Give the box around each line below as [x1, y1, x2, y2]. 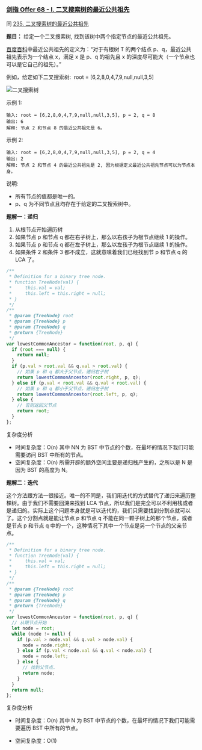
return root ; [17, 408, 50, 414]
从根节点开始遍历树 [14, 226, 63, 233]
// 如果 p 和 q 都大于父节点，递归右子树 [17, 369, 109, 375]
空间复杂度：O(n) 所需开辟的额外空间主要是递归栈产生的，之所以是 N [14, 459, 186, 466]
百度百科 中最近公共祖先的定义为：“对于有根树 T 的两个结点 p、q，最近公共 [6, 46, 192, 53]
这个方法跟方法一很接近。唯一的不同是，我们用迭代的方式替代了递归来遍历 [6, 492, 191, 499]
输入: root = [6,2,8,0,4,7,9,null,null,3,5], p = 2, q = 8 [6, 113, 156, 119]
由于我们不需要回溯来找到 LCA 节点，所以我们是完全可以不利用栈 [22, 499, 183, 506]
